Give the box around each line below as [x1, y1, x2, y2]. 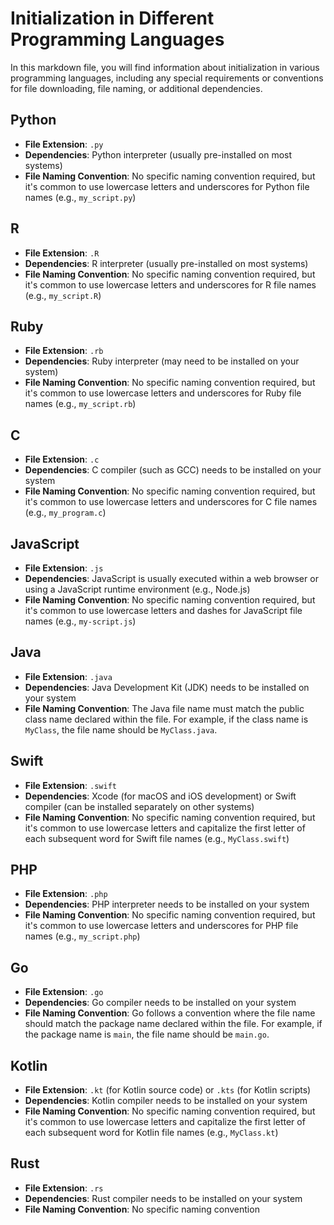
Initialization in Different [10, 7, 215, 30]
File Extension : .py [24, 138, 104, 150]
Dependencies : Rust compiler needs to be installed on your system [24, 1192, 303, 1204]
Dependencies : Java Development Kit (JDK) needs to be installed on [24, 681, 310, 693]
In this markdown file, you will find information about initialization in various [10, 61, 320, 73]
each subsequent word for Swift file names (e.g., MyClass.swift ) [24, 832, 290, 844]
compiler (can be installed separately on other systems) [24, 800, 255, 812]
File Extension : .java [24, 670, 113, 682]
